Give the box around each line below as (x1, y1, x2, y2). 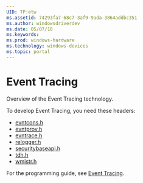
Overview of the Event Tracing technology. (6, 95, 114, 102)
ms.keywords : (6, 32, 40, 38)
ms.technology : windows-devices (6, 43, 88, 49)
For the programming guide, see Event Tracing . (6, 169, 125, 177)
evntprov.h (15, 125, 43, 132)
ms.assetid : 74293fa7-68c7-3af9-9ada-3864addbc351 (6, 15, 138, 21)
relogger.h (15, 138, 41, 145)
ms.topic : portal (6, 49, 51, 55)
